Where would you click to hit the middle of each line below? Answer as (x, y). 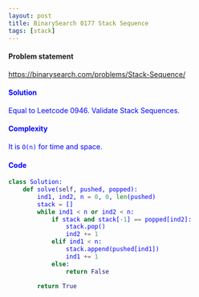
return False (87, 271)
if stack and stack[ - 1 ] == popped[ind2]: (122, 219)
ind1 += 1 (82, 256)
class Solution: (35, 182)
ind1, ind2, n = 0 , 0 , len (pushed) (97, 197)
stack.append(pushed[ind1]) (112, 250)
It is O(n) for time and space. (55, 146)
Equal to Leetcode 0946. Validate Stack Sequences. (94, 110)
